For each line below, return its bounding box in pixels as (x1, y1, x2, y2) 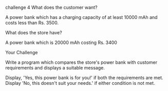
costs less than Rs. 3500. (5, 20, 59, 26)
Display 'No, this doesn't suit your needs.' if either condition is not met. (5, 80, 155, 86)
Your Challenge (5, 50, 38, 55)
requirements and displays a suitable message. (5, 65, 105, 71)
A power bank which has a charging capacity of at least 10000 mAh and (5, 14, 158, 20)
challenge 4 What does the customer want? (5, 5, 98, 10)
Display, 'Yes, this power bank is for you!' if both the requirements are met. (5, 75, 163, 81)
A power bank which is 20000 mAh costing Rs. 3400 (5, 39, 117, 45)
